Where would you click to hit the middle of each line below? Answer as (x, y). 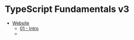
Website (21, 23)
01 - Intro (29, 28)
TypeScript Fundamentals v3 (67, 9)
